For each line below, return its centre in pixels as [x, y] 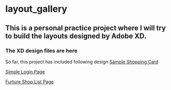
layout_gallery [36, 9]
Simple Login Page [25, 71]
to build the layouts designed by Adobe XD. [76, 36]
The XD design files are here [42, 50]
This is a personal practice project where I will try [85, 28]
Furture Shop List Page [30, 82]
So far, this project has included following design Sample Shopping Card [82, 62]
